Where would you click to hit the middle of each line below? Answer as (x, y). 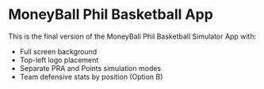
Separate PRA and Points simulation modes (90, 68)
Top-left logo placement (59, 60)
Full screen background (58, 51)
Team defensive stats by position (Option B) (91, 76)
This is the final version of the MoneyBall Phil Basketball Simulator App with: (132, 36)
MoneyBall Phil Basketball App (111, 15)
